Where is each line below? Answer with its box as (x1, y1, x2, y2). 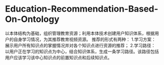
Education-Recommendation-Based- (5, 3, 159, 15)
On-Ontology (5, 14, 60, 25)
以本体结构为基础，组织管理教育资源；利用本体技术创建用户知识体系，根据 (5, 30, 155, 36)
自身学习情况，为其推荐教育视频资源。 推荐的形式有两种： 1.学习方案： (13, 36, 156, 42)
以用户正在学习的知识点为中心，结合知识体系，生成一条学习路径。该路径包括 (5, 49, 159, 54)
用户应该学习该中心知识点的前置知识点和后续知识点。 (5, 54, 112, 60)
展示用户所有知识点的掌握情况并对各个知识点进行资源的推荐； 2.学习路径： (5, 42, 156, 48)
